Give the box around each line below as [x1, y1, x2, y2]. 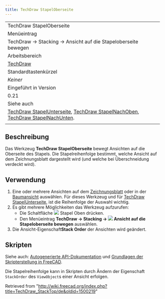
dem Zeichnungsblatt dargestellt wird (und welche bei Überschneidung [5, 156, 149, 162]
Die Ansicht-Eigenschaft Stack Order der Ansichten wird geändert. [12, 226, 146, 232]
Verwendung [5, 175, 46, 184]
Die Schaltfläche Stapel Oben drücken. [19, 210, 105, 216]
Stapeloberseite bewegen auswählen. [19, 221, 98, 227]
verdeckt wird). [5, 162, 36, 167]
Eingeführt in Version [7, 84, 56, 91]
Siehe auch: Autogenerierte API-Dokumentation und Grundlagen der [5, 254, 143, 260]
